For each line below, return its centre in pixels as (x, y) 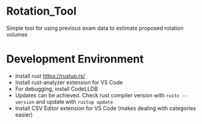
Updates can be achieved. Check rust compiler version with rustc (97, 95)
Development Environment (75, 59)
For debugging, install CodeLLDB (56, 89)
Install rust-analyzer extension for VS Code (69, 82)
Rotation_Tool (42, 11)
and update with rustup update (74, 102)
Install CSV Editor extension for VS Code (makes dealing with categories (105, 108)
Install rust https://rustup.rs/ (50, 76)
